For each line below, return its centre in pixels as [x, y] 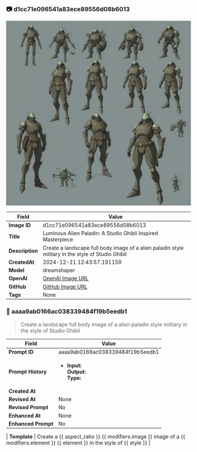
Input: [74, 365]
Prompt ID [21, 352]
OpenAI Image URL [66, 278]
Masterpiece [58, 240]
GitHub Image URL [65, 287]
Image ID [20, 225]
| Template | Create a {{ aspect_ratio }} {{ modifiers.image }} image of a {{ [96, 437]
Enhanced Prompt [31, 423]
